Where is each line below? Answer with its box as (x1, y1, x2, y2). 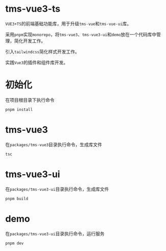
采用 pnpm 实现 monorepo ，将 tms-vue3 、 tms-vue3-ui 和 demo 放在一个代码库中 (5, 31, 157, 37)
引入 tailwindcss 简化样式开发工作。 (5, 48, 80, 54)
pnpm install (5, 107, 33, 112)
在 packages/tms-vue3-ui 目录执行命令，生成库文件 (5, 186, 109, 192)
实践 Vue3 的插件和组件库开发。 (5, 59, 68, 65)
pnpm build (5, 196, 29, 201)
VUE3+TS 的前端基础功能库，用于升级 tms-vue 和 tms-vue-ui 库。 (5, 20, 131, 26)
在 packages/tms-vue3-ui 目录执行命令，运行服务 (5, 230, 105, 237)
